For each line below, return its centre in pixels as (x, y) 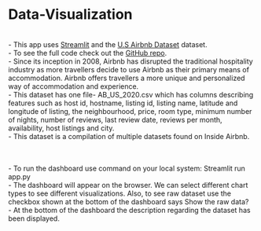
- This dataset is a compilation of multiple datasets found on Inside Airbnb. (129, 136)
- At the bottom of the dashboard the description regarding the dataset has (129, 210)
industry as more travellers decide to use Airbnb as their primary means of (129, 69)
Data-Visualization (70, 15)
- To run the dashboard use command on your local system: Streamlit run (127, 168)
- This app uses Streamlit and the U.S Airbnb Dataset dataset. (108, 44)
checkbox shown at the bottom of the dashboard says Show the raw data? (129, 201)
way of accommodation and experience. (74, 86)
